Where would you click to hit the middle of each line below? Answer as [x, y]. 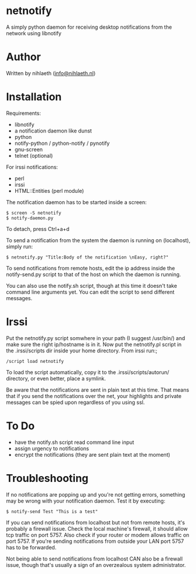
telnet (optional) [34, 155]
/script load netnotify [35, 361]
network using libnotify [34, 33]
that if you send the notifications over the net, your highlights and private [94, 396]
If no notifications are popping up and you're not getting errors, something [96, 494]
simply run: [20, 246]
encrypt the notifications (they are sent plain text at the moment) [92, 454]
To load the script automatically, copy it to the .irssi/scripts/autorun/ [88, 372]
